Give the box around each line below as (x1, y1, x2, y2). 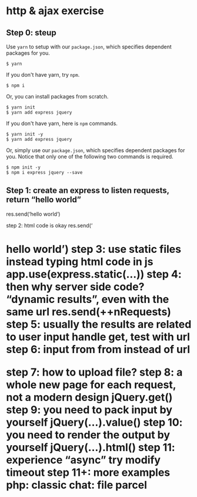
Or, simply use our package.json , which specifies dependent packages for (6, 147, 185, 154)
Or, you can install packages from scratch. (6, 93, 109, 100)
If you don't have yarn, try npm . (6, 71, 80, 78)
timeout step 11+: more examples (6, 466, 171, 479)
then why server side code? (6, 280, 145, 293)
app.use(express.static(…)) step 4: (6, 268, 182, 281)
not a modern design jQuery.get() (6, 391, 173, 404)
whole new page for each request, (6, 378, 176, 391)
